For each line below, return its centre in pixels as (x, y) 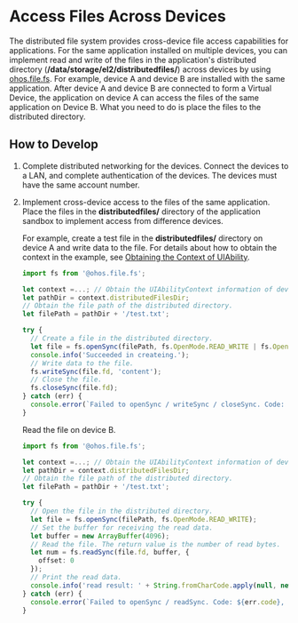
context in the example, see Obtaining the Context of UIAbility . (136, 257)
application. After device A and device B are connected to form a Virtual (141, 88)
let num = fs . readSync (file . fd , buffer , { (110, 553)
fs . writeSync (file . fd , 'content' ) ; (96, 371)
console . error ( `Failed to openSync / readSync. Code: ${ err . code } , (158, 602)
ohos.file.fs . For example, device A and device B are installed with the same (147, 78)
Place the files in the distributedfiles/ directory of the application (141, 212)
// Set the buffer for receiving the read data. (122, 527)
